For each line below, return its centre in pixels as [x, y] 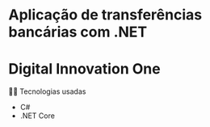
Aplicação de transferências [105, 15]
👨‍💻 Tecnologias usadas [47, 91]
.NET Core [37, 116]
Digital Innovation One [84, 69]
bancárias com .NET [78, 32]
